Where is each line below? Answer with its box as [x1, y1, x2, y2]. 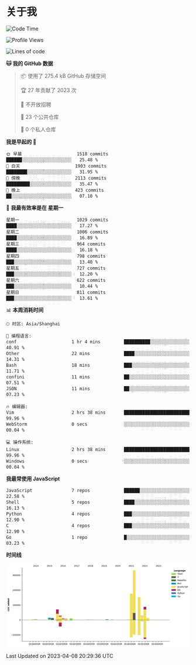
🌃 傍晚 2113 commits [6, 175, 107, 181]
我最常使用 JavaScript [6, 475, 60, 482]
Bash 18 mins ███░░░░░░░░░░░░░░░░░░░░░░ [6, 362, 190, 368]
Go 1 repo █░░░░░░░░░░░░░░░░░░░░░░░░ [6, 534, 190, 540]
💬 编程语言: [6, 333, 32, 339]
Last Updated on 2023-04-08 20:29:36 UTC [6, 653, 114, 660]
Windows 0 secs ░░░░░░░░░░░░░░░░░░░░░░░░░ [6, 458, 190, 464]
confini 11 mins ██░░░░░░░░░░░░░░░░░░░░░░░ [6, 374, 190, 380]
